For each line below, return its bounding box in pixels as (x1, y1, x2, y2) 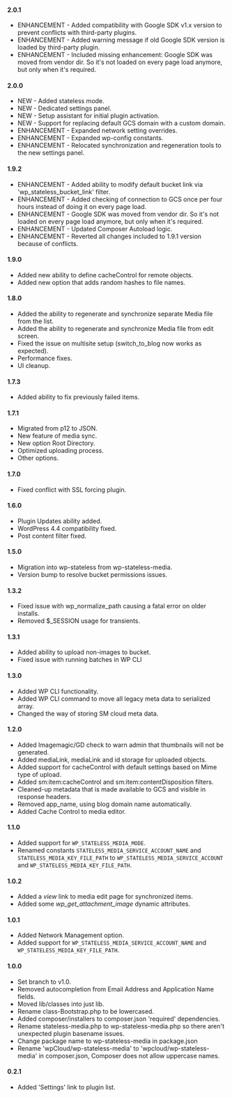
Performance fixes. (17, 354, 72, 362)
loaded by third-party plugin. (17, 43, 100, 52)
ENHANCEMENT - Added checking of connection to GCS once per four (17, 195, 223, 203)
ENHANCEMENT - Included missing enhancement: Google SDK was (17, 51, 213, 59)
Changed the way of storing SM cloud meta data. (17, 709, 159, 718)
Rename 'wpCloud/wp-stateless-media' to (17, 1044, 139, 1052)
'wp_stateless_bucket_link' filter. (17, 187, 110, 196)
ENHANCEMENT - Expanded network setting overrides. (17, 126, 178, 135)
